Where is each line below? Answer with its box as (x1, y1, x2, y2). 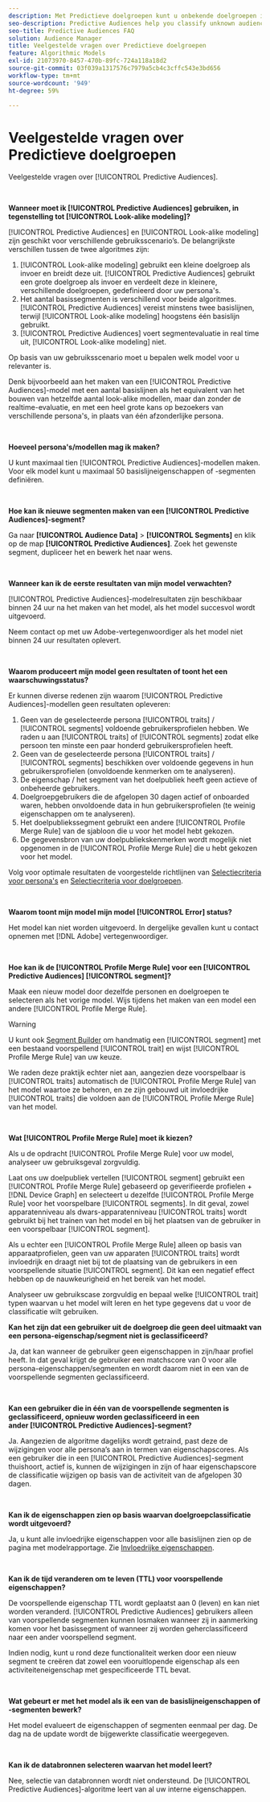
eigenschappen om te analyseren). (19, 809, 136, 819)
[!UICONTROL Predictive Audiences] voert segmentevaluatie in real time (19, 329, 260, 338)
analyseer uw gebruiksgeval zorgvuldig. (8, 1157, 141, 1168)
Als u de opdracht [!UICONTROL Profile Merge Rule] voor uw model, (8, 1149, 235, 1159)
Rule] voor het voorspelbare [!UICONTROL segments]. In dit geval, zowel (8, 1199, 249, 1209)
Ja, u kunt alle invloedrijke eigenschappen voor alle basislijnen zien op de (8, 1535, 252, 1544)
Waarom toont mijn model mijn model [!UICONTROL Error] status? (8, 907, 233, 917)
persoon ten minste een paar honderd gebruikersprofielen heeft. (19, 741, 234, 750)
